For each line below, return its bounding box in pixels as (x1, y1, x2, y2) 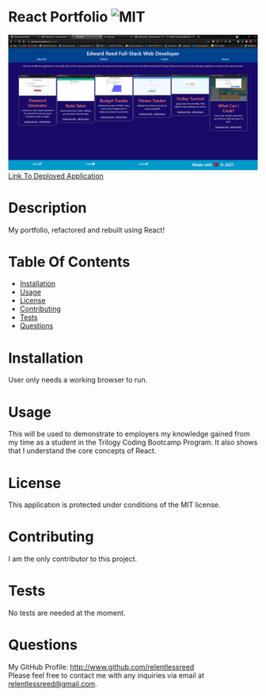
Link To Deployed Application (8, 171, 104, 180)
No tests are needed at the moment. (8, 608, 126, 618)
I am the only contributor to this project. (8, 554, 138, 563)
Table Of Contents (8, 252, 131, 271)
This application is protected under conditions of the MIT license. (8, 500, 221, 510)
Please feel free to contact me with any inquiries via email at (8, 671, 204, 680)
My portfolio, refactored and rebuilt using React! (8, 225, 165, 234)
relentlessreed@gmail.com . (8, 679, 97, 689)
